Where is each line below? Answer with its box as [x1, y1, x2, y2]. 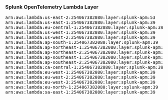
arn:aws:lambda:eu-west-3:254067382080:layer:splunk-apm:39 [5, 80, 156, 85]
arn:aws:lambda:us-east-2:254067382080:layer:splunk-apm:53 [5, 15, 156, 20]
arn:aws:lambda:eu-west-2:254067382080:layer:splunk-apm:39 [5, 75, 156, 80]
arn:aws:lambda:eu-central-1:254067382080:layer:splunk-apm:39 [5, 25, 163, 30]
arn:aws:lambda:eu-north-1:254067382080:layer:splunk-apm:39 [5, 85, 158, 90]
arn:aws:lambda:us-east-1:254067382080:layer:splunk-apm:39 [5, 20, 156, 25]
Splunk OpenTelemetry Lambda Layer [5, 3, 98, 10]
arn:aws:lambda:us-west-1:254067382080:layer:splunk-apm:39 [5, 30, 156, 35]
